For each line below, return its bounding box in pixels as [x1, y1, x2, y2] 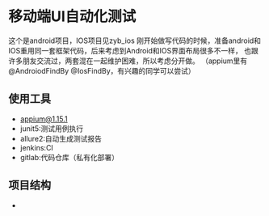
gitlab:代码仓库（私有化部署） [19, 152, 120, 162]
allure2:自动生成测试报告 [19, 133, 103, 143]
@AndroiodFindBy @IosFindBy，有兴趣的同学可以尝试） [8, 66, 195, 75]
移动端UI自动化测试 [8, 7, 137, 26]
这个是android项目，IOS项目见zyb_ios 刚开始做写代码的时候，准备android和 [8, 36, 261, 45]
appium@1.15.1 [19, 114, 68, 124]
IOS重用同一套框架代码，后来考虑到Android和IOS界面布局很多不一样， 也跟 [8, 45, 258, 55]
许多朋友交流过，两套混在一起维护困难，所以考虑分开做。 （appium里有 [8, 56, 248, 66]
